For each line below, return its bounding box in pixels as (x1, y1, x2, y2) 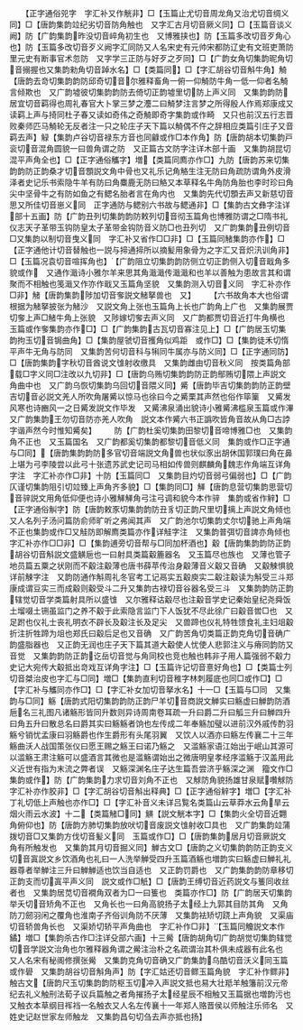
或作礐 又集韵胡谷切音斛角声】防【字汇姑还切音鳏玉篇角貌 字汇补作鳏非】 (9, 966, 294, 977)
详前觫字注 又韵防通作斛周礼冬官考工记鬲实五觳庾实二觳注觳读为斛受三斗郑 (9, 572, 294, 582)
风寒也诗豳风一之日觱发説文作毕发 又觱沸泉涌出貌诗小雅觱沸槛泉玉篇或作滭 (9, 402, 294, 413)
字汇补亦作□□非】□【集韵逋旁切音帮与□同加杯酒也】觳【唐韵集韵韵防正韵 (9, 538, 291, 548)
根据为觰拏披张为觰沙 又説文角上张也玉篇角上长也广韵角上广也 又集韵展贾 (9, 301, 294, 311)
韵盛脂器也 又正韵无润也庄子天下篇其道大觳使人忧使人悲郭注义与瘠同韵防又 (9, 639, 294, 649)
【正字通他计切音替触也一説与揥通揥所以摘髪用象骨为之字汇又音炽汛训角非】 (9, 244, 294, 255)
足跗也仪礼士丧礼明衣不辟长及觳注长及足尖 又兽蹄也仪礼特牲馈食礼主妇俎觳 (9, 617, 294, 627)
